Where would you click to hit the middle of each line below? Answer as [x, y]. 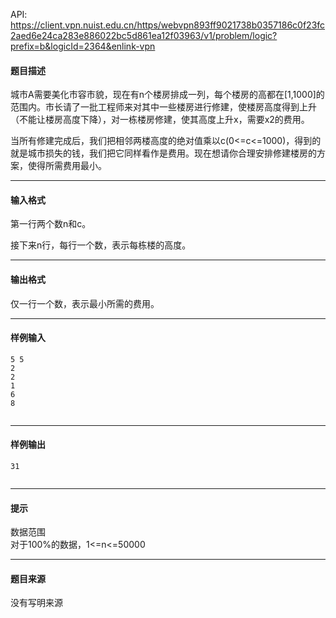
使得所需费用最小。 [67, 166]
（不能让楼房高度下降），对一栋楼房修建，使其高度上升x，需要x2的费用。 [160, 120]
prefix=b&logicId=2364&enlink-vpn [83, 46]
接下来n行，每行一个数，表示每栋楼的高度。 [101, 245]
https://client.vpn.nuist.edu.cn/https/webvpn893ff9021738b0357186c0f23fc [168, 25]
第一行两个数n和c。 [51, 224]
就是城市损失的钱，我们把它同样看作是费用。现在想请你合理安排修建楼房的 [163, 153]
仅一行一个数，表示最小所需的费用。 [85, 303]
